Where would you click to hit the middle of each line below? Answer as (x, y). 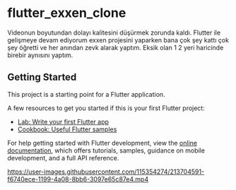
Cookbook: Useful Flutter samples (67, 129)
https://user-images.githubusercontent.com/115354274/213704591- (106, 172)
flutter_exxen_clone (67, 13)
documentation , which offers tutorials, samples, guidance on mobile (106, 150)
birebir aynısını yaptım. (40, 55)
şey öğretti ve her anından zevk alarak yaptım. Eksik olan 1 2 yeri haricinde (116, 47)
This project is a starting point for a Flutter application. (86, 94)
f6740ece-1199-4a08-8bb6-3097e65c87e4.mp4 (78, 179)
